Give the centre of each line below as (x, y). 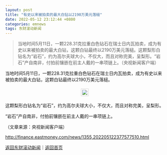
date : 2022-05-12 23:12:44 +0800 (40, 19)
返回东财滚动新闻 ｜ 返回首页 (34, 147)
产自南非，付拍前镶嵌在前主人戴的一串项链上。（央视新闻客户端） (91, 63)
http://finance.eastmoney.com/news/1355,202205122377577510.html (77, 137)
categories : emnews (26, 24)
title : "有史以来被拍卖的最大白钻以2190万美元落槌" (54, 15)
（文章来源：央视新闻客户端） (36, 127)
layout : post (19, 10)
